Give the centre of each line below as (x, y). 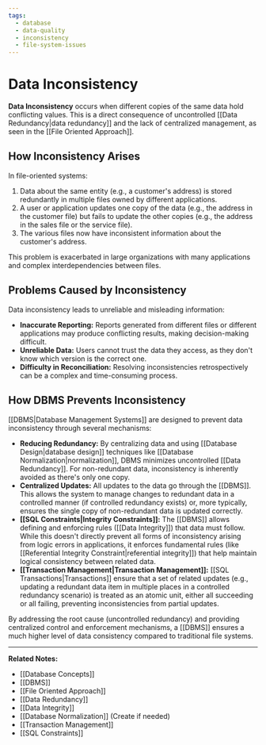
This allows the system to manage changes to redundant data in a (127, 493)
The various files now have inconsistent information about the (120, 233)
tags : (17, 15)
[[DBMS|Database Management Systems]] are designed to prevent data (125, 419)
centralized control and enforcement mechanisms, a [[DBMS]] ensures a (126, 627)
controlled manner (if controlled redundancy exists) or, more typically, (133, 502)
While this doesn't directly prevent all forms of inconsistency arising (130, 536)
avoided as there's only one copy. (75, 477)
